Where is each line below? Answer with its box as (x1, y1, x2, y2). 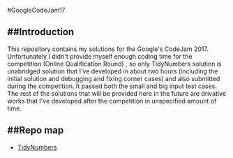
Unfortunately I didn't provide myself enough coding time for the (7, 52, 193, 60)
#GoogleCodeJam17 (7, 6, 66, 14)
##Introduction (7, 26, 75, 38)
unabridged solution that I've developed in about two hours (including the (7, 66, 218, 76)
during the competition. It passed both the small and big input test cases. (7, 82, 218, 90)
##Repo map (7, 124, 64, 136)
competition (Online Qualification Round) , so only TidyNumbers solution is (7, 59, 222, 68)
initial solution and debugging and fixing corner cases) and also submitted (7, 74, 220, 82)
